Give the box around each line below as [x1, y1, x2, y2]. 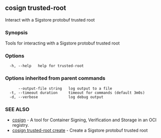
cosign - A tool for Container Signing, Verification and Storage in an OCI [12, 117, 157, 123]
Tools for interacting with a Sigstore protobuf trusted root [5, 40, 120, 46]
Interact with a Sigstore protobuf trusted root [5, 17, 95, 23]
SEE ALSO [5, 106, 30, 113]
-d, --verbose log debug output [9, 94, 104, 99]
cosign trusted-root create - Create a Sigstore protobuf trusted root [12, 127, 148, 133]
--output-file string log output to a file [18, 86, 112, 91]
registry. [12, 122, 29, 128]
